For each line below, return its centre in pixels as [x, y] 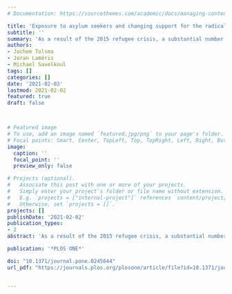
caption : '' [31, 153]
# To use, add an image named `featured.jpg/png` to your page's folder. [116, 134]
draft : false [26, 103]
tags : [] [20, 71]
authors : [20, 46]
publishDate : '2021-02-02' [46, 217]
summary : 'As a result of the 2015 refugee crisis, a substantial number [116, 39]
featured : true [29, 97]
